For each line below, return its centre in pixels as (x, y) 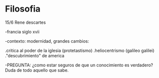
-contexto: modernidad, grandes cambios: (47, 41)
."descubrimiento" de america (35, 55)
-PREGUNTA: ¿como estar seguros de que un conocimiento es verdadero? (79, 65)
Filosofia (23, 9)
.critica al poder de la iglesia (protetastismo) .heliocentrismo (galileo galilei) (80, 50)
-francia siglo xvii (22, 31)
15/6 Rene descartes (25, 22)
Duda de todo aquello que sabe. (37, 70)
